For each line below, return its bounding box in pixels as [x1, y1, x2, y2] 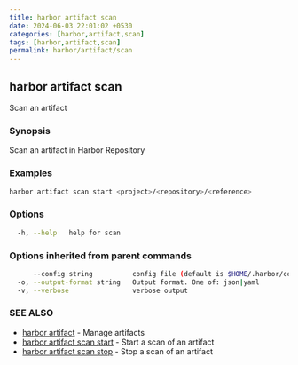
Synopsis [9, 124, 51, 137]
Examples [9, 167, 53, 179]
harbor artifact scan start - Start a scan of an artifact [21, 337, 215, 347]
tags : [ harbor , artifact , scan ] [9, 37, 122, 47]
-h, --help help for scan [17, 228, 122, 237]
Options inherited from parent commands [9, 250, 192, 262]
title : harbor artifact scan [9, 12, 117, 22]
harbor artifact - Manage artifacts [21, 327, 145, 337]
